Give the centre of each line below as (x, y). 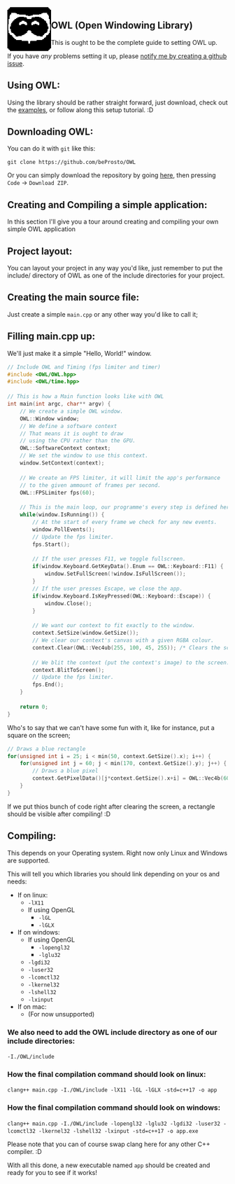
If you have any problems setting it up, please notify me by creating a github (117, 56)
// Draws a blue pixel (65, 771)
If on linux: (33, 895)
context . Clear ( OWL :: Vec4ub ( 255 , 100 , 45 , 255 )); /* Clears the (127, 647)
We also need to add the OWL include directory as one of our (112, 1032)
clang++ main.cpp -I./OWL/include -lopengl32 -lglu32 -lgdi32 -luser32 (114, 1124)
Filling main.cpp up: (51, 337)
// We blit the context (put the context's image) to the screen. (131, 662)
